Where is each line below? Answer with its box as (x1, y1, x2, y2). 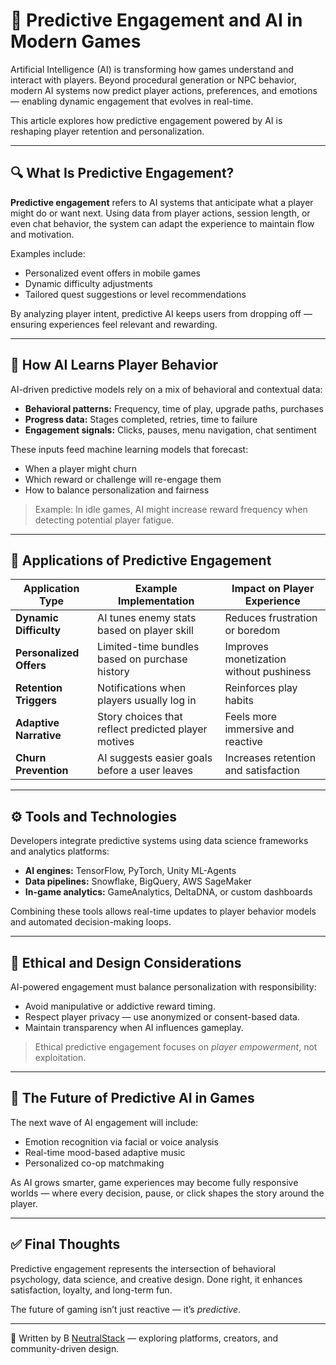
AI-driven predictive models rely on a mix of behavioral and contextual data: (10, 383, 323, 395)
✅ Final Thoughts (10, 1236, 121, 1253)
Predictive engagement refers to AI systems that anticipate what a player (10, 196, 314, 208)
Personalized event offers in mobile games (24, 267, 201, 279)
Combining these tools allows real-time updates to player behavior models (10, 905, 317, 918)
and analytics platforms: (10, 845, 110, 858)
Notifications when (97, 681, 187, 695)
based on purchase (97, 652, 188, 666)
